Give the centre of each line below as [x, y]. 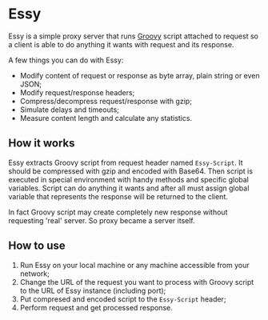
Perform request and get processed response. [96, 307]
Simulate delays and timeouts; [70, 110]
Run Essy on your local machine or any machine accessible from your [134, 265]
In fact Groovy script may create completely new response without [118, 212]
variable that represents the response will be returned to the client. [118, 196]
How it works [42, 144]
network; [35, 274]
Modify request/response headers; [77, 92]
